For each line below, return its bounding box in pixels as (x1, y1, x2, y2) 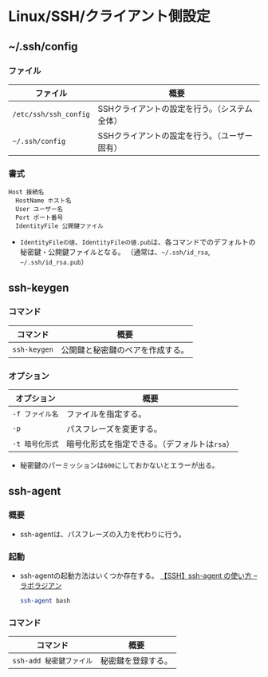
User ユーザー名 (15, 205, 64, 213)
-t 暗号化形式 (12, 440, 59, 448)
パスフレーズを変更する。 (66, 424, 162, 435)
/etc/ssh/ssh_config (12, 110, 90, 118)
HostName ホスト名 (15, 197, 72, 205)
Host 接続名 (8, 189, 45, 197)
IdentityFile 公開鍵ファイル (15, 222, 104, 230)
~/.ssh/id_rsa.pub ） (19, 257, 89, 267)
